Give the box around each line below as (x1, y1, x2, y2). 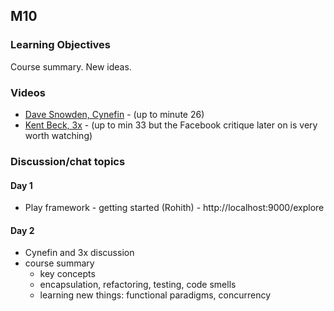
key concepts (39, 268, 96, 280)
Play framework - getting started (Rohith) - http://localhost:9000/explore (24, 202, 325, 214)
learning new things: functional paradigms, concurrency (39, 289, 272, 301)
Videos (10, 85, 46, 99)
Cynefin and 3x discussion (24, 247, 135, 259)
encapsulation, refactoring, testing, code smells (39, 279, 237, 291)
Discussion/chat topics (10, 154, 126, 168)
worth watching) (24, 129, 93, 141)
